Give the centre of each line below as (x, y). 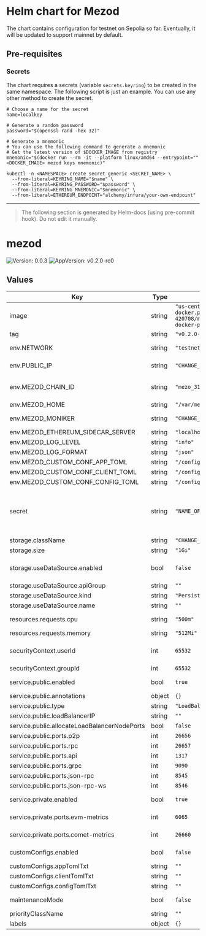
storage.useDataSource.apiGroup (58, 586)
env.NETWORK (31, 348)
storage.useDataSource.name (52, 605)
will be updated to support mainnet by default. (65, 34)
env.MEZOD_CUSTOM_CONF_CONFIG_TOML (74, 482)
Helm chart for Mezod (63, 11)
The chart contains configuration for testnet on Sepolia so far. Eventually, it (101, 28)
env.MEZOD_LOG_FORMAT (48, 452)
